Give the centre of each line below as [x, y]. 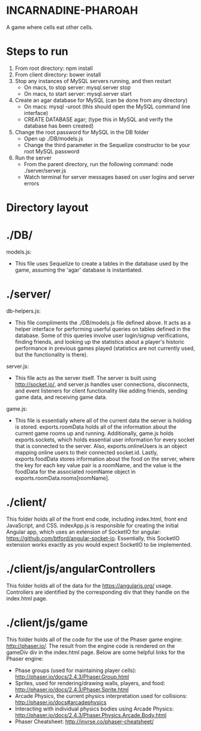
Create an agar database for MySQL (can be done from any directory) [101, 100]
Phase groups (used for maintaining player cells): [76, 670]
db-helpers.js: [23, 311]
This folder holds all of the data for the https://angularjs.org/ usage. [89, 585]
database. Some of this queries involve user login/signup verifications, [102, 335]
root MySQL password [52, 151]
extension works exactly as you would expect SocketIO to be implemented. [99, 544]
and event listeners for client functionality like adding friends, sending [101, 390]
